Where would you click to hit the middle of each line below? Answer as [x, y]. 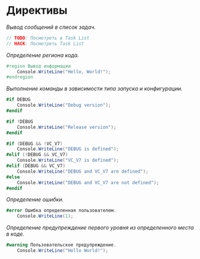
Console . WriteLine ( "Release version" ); [67, 127]
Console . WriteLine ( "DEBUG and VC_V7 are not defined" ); [88, 183]
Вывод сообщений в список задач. [51, 27]
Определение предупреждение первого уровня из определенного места [100, 228]
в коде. [16, 234]
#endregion [20, 77]
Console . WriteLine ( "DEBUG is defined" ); [68, 149]
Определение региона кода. [43, 55]
